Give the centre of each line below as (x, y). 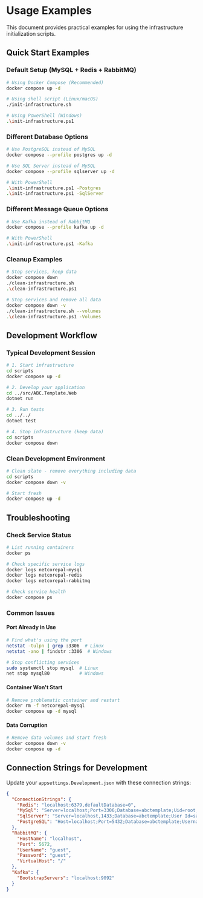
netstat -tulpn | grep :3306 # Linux (55, 646)
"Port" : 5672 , (35, 844)
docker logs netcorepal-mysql (44, 569)
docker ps (19, 553)
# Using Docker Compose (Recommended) (55, 82)
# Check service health (36, 592)
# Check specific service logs (46, 564)
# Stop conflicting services (43, 662)
